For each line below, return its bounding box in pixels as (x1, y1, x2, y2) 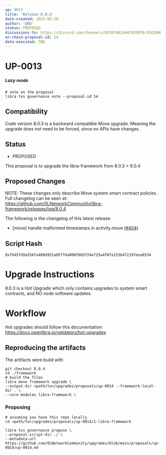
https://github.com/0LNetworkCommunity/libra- (5, 201, 103, 207)
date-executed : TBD (5, 40, 45, 44)
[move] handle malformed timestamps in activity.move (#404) (12, 225, 138, 231)
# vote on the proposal (5, 89, 54, 94)
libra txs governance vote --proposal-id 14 (5, 94, 98, 99)
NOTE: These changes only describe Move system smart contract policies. (5, 190, 158, 196)
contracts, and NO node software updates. (5, 290, 92, 296)
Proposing (5, 404, 31, 411)
